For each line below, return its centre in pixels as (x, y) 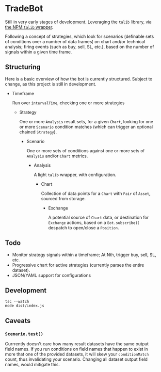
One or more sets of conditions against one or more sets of (86, 150)
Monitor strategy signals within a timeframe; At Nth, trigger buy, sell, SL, (84, 255)
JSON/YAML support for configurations (51, 275)
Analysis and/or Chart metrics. (57, 156)
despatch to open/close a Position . (84, 227)
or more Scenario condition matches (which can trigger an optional (86, 127)
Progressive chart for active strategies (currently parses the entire (78, 265)
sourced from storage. (63, 198)
